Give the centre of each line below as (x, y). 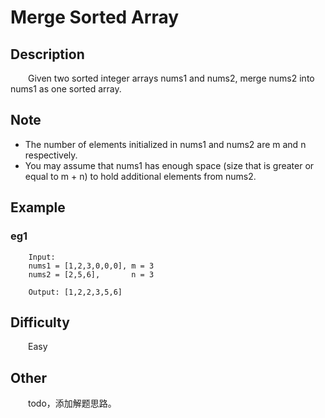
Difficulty (40, 322)
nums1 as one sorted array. (66, 89)
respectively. (51, 155)
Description (47, 54)
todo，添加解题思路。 (72, 403)
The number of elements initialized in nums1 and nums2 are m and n (165, 144)
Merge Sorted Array (95, 17)
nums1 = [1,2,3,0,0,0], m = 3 (91, 266)
